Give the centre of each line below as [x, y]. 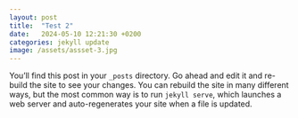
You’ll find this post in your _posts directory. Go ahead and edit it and [136, 75]
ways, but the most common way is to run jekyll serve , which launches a [145, 95]
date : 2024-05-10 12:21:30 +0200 [75, 34]
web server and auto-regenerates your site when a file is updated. [131, 104]
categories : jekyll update [59, 42]
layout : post [33, 17]
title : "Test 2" [41, 26]
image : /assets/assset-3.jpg [63, 51]
